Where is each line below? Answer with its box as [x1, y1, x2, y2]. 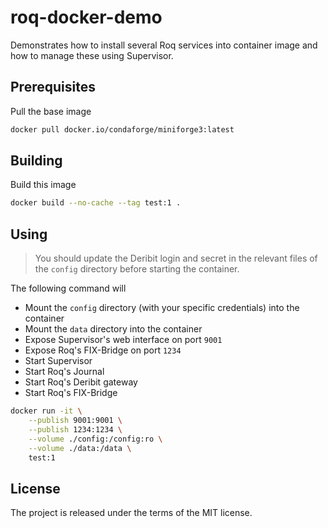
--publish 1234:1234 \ [28, 424, 123, 435]
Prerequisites [10, 79, 96, 96]
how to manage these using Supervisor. [10, 49, 174, 61]
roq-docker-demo [10, 6, 163, 29]
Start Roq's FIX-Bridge [24, 387, 118, 399]
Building [10, 152, 63, 170]
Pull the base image [10, 105, 92, 117]
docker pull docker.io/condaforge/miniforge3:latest [10, 124, 235, 135]
